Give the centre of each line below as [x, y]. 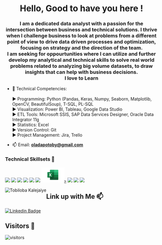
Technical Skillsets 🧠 [30, 159]
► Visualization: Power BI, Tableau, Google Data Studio [67, 109]
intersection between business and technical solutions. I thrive [81, 30]
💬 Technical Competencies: [39, 89]
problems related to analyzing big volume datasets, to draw [81, 66]
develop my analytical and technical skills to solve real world [81, 60]
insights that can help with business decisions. [81, 72]
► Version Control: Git [34, 130]
